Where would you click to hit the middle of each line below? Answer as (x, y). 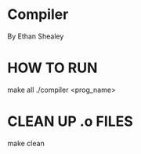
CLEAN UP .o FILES (70, 121)
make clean (26, 143)
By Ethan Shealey (36, 36)
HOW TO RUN (52, 68)
